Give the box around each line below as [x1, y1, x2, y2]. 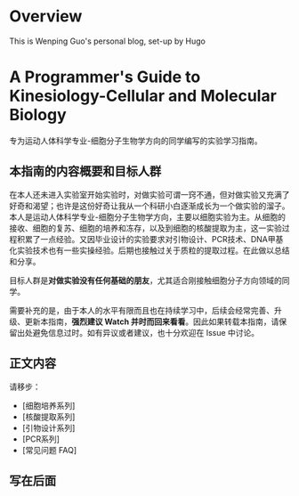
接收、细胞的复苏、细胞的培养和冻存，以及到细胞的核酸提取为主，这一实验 [9, 223, 282, 233]
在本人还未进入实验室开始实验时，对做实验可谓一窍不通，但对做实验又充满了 [9, 189, 290, 199]
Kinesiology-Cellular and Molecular [9, 86, 278, 106]
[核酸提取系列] [21, 411, 76, 422]
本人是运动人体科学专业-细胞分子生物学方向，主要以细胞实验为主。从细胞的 [9, 211, 287, 222]
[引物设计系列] [21, 422, 76, 433]
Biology [9, 105, 67, 126]
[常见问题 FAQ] [21, 444, 77, 455]
